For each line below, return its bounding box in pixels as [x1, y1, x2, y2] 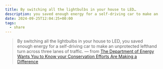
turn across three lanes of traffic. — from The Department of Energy [17, 49, 155, 55]
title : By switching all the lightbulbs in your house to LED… [5, 7, 137, 12]
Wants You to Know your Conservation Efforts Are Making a [17, 54, 137, 59]
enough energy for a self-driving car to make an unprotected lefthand [17, 43, 157, 49]
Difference [17, 59, 39, 65]
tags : [5, 20, 16, 26]
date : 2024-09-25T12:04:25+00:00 [5, 16, 73, 21]
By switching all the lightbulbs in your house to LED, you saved [17, 38, 143, 44]
